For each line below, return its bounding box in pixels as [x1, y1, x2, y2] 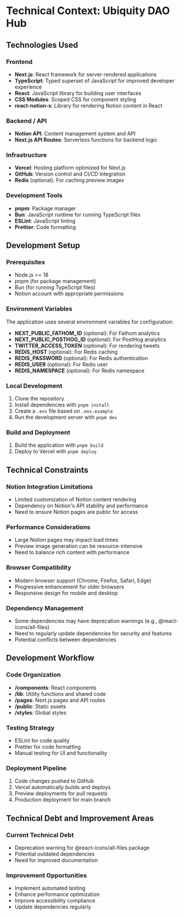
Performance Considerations [6, 523, 91, 531]
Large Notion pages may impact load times [14, 536, 119, 544]
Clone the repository [14, 395, 64, 402]
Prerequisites [6, 258, 45, 267]
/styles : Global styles [14, 709, 67, 716]
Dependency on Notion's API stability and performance [14, 502, 148, 509]
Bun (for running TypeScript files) [14, 284, 96, 291]
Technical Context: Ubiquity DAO [6, 4, 170, 18]
